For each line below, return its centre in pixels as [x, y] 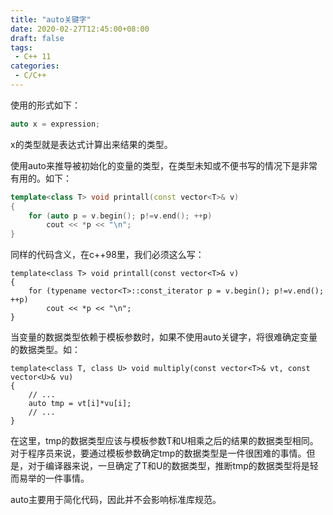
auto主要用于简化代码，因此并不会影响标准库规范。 [116, 500]
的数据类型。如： [45, 350]
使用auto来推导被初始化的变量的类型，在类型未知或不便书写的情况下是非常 [164, 165]
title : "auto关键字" [51, 19]
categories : [35, 66]
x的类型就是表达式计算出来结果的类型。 [91, 144]
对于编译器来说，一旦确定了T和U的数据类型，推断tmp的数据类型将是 [168, 466]
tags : [21, 47]
